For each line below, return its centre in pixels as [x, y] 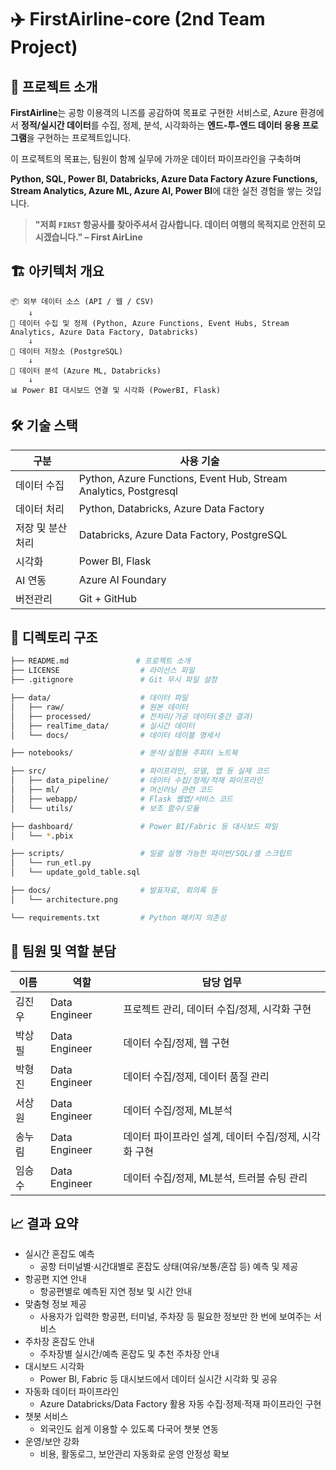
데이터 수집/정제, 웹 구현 [176, 1043]
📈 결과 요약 [44, 1223]
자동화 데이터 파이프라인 [72, 1392]
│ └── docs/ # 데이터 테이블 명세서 [115, 735]
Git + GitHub [107, 598]
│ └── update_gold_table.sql [75, 872]
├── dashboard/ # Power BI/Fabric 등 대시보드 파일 [144, 826]
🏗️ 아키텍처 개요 [57, 271]
